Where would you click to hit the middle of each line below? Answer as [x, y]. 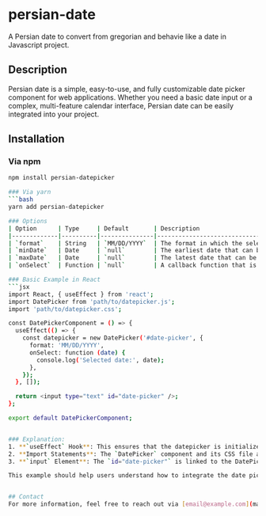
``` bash [21, 199]
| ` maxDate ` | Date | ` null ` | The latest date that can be [133, 258]
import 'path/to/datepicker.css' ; [65, 309]
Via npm [25, 161]
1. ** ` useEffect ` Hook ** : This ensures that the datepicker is [115, 446]
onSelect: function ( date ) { [77, 353]
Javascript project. [39, 44]
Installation [36, 139]
